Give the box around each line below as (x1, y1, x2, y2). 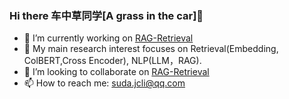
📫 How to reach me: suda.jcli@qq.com (23, 77, 186, 89)
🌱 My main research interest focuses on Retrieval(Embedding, (23, 43, 279, 55)
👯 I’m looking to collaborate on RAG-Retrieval (23, 66, 210, 78)
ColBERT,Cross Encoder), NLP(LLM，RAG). (23, 55, 202, 67)
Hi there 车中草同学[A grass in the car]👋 (9, 8, 204, 22)
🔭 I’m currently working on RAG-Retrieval (23, 32, 194, 44)
